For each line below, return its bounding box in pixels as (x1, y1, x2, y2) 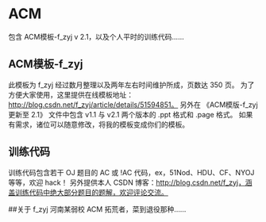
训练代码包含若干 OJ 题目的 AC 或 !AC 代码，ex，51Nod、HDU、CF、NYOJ (8, 167, 255, 177)
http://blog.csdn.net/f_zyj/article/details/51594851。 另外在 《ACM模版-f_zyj (8, 100, 258, 109)
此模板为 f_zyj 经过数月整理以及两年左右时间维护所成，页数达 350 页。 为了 (8, 80, 255, 90)
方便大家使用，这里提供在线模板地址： (8, 90, 133, 99)
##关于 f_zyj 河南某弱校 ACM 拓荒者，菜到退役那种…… (8, 204, 187, 214)
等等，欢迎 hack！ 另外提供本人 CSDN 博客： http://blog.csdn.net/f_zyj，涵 (8, 178, 253, 187)
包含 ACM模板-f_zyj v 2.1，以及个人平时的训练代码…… (8, 32, 184, 41)
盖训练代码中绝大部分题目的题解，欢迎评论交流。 (8, 187, 168, 197)
